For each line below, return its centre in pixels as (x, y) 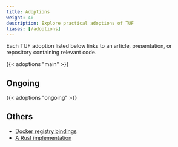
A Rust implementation (43, 137)
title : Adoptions (28, 12)
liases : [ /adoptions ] (34, 29)
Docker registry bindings (46, 131)
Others (20, 116)
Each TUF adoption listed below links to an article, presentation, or (89, 46)
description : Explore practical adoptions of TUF (70, 23)
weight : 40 (20, 18)
